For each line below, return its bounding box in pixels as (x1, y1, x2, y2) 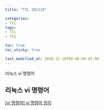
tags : (5, 25, 16, 30)
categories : (5, 16, 29, 21)
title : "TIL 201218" (5, 7, 47, 12)
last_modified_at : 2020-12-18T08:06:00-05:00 (5, 56, 99, 61)
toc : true (5, 43, 25, 48)
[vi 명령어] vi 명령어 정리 (5, 100, 52, 106)
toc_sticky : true (5, 47, 41, 52)
